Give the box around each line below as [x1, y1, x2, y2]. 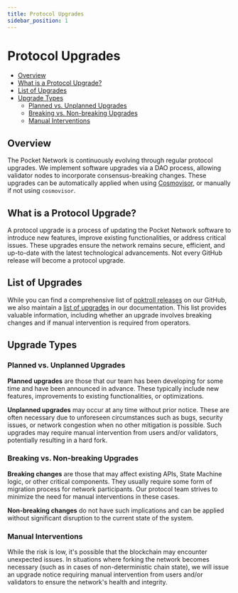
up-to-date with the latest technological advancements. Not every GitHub [7, 248, 222, 257]
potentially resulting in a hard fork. [7, 436, 108, 444]
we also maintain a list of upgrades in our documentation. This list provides [7, 303, 227, 312]
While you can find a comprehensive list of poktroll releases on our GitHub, [7, 295, 227, 304]
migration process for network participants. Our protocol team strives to [7, 485, 218, 493]
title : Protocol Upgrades [7, 10, 84, 18]
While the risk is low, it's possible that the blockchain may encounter [7, 547, 207, 556]
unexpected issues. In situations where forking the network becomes [7, 555, 210, 564]
